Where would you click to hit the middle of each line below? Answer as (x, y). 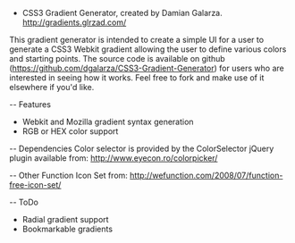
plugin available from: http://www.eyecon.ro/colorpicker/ (114, 158)
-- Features (30, 105)
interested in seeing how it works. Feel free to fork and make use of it (137, 78)
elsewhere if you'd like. (52, 87)
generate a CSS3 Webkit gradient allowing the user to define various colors (148, 49)
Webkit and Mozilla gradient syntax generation (108, 121)
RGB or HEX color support (70, 131)
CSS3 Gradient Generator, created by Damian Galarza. (122, 13)
